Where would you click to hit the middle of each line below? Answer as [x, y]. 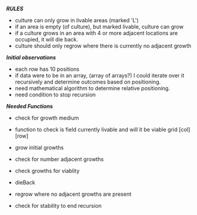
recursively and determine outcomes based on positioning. [88, 82]
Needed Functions [29, 106]
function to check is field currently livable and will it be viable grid [96, 129]
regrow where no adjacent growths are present [73, 194]
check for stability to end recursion [58, 206]
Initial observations [31, 57]
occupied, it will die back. [46, 39]
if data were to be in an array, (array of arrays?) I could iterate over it [99, 75]
